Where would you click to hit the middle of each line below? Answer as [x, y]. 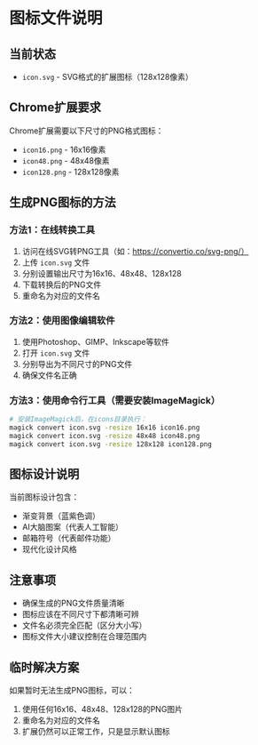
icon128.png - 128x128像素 [70, 172]
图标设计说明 [44, 473]
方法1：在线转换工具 [52, 230]
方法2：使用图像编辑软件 [62, 321]
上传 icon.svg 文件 [56, 262]
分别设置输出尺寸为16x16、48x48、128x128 [102, 273]
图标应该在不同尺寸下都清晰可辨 [80, 614]
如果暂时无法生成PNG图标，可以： [72, 691]
